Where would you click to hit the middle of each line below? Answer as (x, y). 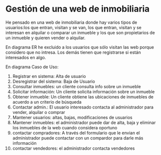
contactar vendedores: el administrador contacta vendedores (73, 148)
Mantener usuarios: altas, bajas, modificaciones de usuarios (72, 117)
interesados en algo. (26, 57)
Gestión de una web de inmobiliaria (78, 9)
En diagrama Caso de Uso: (32, 67)
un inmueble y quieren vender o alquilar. (46, 38)
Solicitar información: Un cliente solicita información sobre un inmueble (84, 92)
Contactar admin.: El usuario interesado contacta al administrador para (83, 107)
